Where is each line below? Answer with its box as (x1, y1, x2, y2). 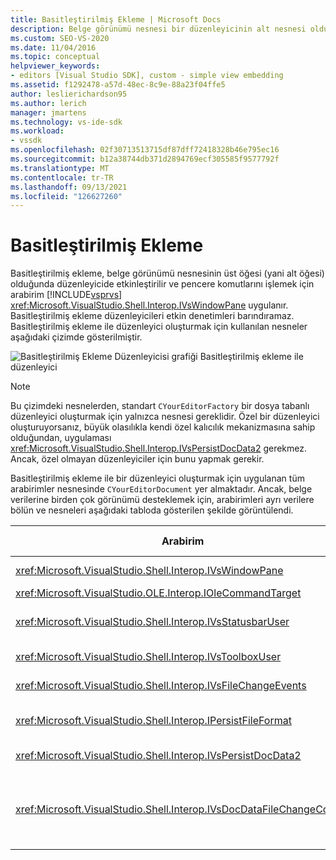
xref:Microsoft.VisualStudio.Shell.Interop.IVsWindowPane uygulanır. (10, 299, 289, 311)
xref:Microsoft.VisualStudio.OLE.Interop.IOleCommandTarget (15, 586, 302, 600)
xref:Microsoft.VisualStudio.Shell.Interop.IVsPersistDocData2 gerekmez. (10, 442, 308, 455)
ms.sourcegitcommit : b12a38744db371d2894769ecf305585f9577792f (10, 154, 280, 164)
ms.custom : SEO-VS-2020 (10, 33, 110, 43)
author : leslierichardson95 (10, 89, 128, 99)
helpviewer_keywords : (10, 61, 101, 71)
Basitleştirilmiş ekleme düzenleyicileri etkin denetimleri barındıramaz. (10, 310, 295, 322)
